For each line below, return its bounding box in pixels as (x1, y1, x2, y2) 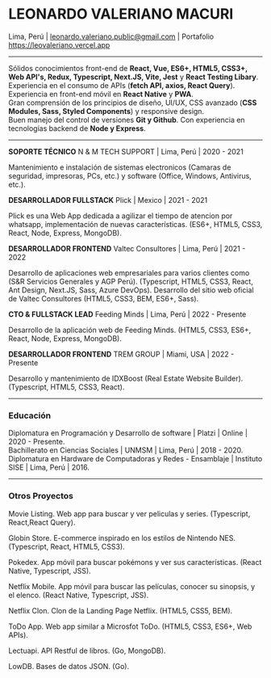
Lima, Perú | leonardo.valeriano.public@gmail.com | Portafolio (8, 32, 215, 41)
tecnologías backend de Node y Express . (8, 123, 147, 133)
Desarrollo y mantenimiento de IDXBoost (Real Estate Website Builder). (8, 373, 244, 383)
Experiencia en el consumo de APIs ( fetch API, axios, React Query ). (8, 80, 236, 90)
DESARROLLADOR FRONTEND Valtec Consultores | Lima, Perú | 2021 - (8, 243, 246, 253)
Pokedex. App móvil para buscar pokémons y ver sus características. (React (8, 557, 262, 566)
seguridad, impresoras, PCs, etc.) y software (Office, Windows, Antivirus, (8, 171, 252, 180)
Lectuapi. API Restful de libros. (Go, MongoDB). (8, 646, 166, 655)
